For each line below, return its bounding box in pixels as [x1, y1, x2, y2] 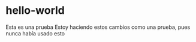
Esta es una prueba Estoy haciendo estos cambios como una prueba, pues [5, 23, 191, 31]
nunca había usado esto [5, 29, 65, 37]
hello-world [5, 4, 65, 17]
